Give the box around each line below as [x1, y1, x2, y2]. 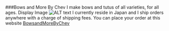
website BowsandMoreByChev [5, 20, 70, 26]
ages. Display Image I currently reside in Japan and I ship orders [5, 9, 164, 15]
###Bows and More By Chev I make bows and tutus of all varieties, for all [5, 4, 159, 10]
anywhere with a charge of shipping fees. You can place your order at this [5, 15, 160, 20]
